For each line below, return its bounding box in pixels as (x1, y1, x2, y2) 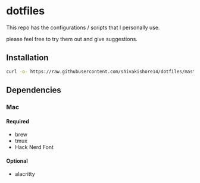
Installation (6, 52, 49, 63)
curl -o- (6, 69, 28, 75)
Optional (6, 157, 28, 165)
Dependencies (6, 85, 61, 95)
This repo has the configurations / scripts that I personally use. (6, 24, 160, 31)
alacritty (14, 170, 36, 178)
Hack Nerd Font (14, 144, 54, 151)
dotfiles (6, 4, 45, 18)
